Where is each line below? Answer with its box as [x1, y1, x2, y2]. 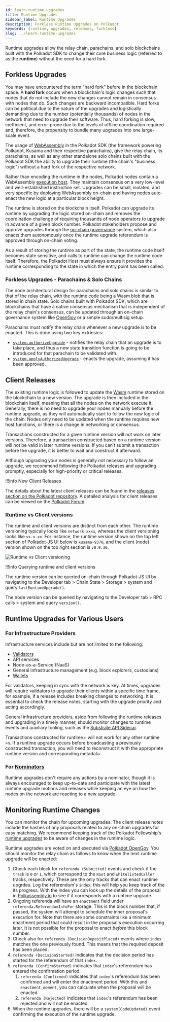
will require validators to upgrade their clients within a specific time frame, [5, 688, 160, 694]
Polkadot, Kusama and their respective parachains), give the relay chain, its [5, 148, 163, 154]
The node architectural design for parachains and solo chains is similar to [5, 288, 159, 294]
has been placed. [12, 946, 49, 953]
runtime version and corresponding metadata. [5, 750, 101, 756]
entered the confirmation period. [12, 968, 81, 974]
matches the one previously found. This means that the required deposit [12, 941, 164, 947]
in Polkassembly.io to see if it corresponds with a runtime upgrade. [12, 893, 153, 899]
